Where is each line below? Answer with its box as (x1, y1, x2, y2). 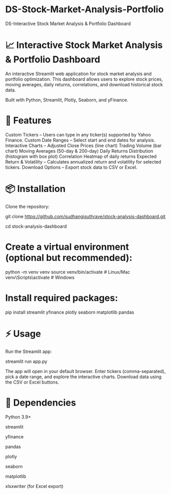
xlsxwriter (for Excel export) (5, 483, 64, 489)
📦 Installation (5, 183, 66, 195)
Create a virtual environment (5, 241, 129, 252)
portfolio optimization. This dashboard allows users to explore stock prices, (5, 76, 163, 82)
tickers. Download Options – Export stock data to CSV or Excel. (5, 164, 137, 170)
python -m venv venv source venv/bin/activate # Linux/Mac (5, 269, 131, 275)
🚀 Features (5, 115, 52, 126)
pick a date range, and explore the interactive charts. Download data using (5, 373, 162, 380)
